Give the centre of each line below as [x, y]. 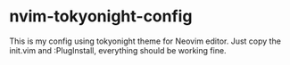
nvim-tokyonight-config [101, 16]
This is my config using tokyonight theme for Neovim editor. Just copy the [145, 41]
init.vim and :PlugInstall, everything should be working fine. [118, 50]
